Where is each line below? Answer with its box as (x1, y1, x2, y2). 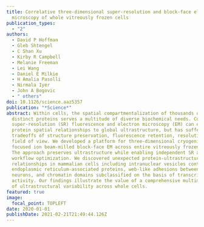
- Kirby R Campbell (12, 54, 61, 60)
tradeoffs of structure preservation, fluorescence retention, (12, 133, 175, 139)
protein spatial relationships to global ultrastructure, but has (12, 127, 183, 133)
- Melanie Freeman (12, 59, 59, 65)
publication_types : (6, 20, 56, 26)
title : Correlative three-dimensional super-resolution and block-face (6, 8, 191, 15)
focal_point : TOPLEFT (12, 200, 67, 206)
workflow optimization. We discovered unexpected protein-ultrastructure (12, 155, 202, 161)
